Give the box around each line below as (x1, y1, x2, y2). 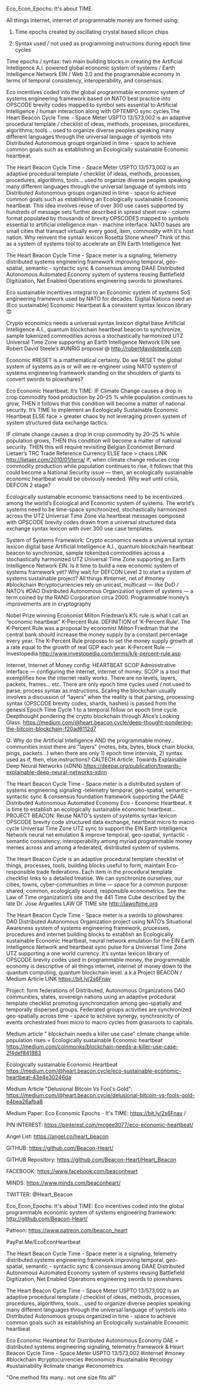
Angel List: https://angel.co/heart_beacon (6, 1133, 109, 1140)
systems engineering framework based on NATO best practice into (6, 95, 171, 102)
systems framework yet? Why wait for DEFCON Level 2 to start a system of (6, 568, 191, 576)
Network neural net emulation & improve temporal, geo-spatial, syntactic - (6, 831, 190, 838)
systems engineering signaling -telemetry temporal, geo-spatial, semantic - (6, 787, 193, 794)
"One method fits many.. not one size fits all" (6, 1374, 117, 1381)
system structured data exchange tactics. (6, 419, 109, 426)
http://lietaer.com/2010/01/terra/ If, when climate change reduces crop (6, 456, 179, 463)
